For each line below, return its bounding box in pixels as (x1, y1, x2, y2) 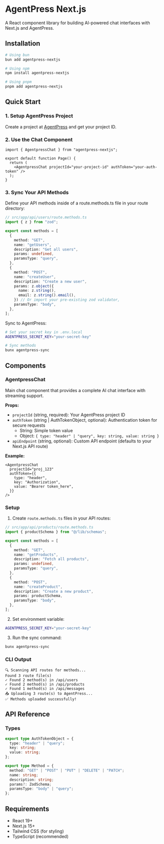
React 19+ (12, 817, 33, 823)
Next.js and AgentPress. (5, 25, 54, 31)
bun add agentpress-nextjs (5, 57, 61, 62)
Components (5, 362, 46, 370)
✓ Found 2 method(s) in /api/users (5, 678, 78, 683)
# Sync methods (5, 343, 36, 348)
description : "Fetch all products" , (14, 557, 90, 562)
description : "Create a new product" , (14, 589, 94, 594)
